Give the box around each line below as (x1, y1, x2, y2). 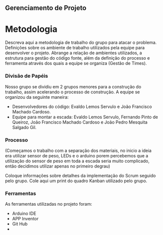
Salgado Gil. (12, 124, 37, 130)
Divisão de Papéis (5, 73, 48, 80)
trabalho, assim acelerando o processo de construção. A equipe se (5, 89, 140, 95)
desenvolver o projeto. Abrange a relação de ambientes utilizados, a (5, 50, 143, 56)
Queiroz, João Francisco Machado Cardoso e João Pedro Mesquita (12, 119, 148, 125)
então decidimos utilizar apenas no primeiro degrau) (5, 163, 111, 169)
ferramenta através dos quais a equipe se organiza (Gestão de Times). (5, 61, 147, 66)
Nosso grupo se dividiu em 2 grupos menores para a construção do (5, 84, 142, 89)
